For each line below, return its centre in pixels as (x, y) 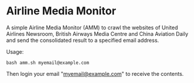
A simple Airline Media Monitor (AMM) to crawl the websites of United (92, 27)
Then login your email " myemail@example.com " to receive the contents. (95, 73)
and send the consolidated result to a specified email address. (83, 40)
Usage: (15, 51)
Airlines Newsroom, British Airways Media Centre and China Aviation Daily (97, 33)
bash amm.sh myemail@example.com (48, 63)
